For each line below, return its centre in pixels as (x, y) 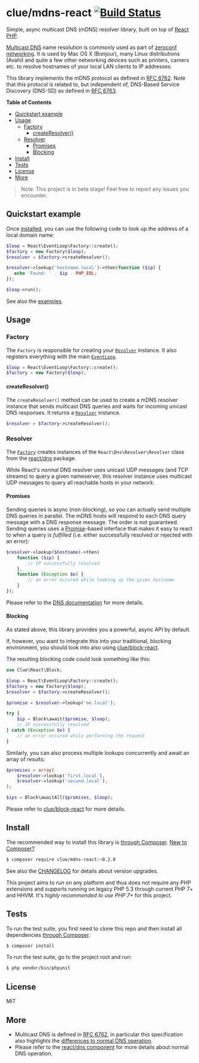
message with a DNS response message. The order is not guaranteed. (92, 522)
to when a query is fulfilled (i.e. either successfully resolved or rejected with (99, 535)
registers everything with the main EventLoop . (62, 357)
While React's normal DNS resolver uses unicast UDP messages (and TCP (97, 470)
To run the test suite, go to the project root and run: (69, 957)
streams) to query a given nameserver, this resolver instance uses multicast (99, 476)
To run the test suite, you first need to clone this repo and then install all (94, 928)
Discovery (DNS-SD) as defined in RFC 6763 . (62, 90)
